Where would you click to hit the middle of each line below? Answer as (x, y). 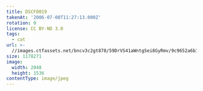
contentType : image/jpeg (37, 78)
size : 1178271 (24, 56)
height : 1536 (28, 73)
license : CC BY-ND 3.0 (35, 28)
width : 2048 (27, 67)
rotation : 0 (21, 23)
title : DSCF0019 (27, 12)
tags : (13, 34)
